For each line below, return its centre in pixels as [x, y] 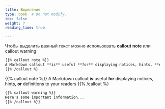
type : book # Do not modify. [36, 14]
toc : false [16, 19]
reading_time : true [25, 28]
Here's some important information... [45, 97]
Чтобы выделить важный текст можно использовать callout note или [78, 46]
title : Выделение [23, 10]
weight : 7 [15, 23]
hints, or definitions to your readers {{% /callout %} [57, 84]
